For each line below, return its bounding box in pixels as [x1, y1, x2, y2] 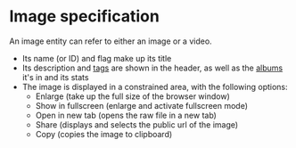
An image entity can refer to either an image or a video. [9, 36, 212, 46]
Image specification [9, 6, 160, 27]
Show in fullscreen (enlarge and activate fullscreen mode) [35, 100, 248, 111]
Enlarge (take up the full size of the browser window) [35, 91, 230, 102]
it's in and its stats [21, 71, 89, 82]
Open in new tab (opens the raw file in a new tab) [35, 110, 217, 120]
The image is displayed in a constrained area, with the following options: [21, 81, 288, 92]
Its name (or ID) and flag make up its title [21, 53, 172, 63]
